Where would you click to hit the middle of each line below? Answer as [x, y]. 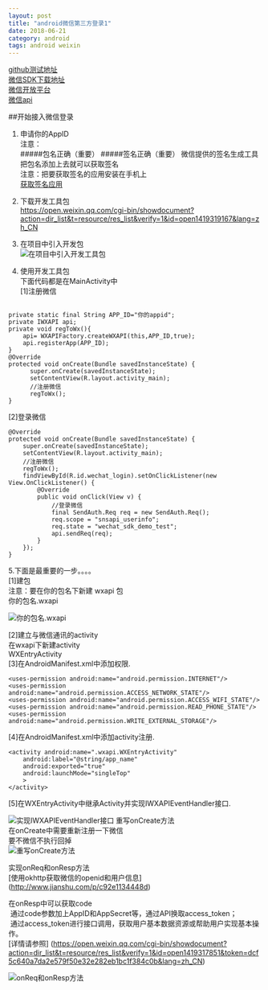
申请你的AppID [45, 134]
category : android [39, 38]
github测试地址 [33, 70]
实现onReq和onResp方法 [49, 868]
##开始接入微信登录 [41, 117]
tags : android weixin [45, 46]
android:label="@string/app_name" [80, 760]
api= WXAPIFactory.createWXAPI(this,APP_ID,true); [109, 336]
